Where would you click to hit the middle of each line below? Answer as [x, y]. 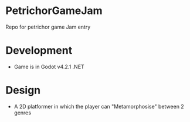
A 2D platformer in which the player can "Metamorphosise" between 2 [99, 106]
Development [39, 50]
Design [23, 90]
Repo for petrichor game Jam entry [48, 27]
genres [23, 113]
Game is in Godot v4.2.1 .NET [49, 67]
